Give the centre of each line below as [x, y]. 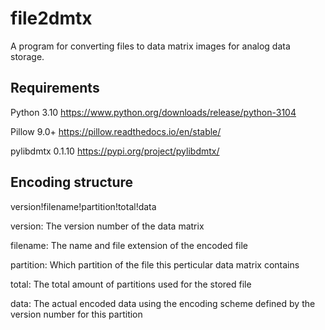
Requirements [55, 88]
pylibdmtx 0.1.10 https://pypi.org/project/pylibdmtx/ [115, 151]
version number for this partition [76, 314]
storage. [27, 56]
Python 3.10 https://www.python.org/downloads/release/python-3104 [153, 112]
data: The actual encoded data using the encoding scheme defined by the [163, 303]
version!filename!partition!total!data [83, 206]
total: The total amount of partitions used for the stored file [131, 284]
